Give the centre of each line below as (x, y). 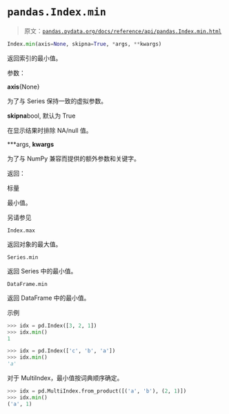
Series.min (23, 257)
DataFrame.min (28, 284)
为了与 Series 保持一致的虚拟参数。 (57, 101)
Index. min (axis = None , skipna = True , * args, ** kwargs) (84, 44)
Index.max (21, 231)
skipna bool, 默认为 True (41, 116)
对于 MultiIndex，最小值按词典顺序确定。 (65, 378)
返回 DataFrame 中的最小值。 (49, 298)
